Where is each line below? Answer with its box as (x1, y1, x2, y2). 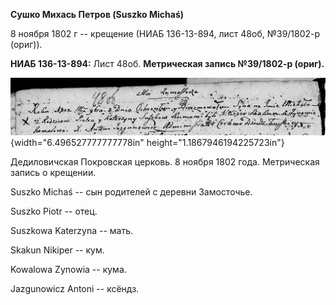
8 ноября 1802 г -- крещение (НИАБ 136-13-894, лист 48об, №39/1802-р (10, 28, 321, 39)
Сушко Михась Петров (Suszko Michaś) (10, 9, 185, 20)
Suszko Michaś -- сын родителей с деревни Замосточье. (10, 186, 253, 198)
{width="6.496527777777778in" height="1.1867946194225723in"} (10, 137, 285, 149)
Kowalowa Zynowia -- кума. (10, 264, 127, 276)
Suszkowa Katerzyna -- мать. (10, 225, 134, 237)
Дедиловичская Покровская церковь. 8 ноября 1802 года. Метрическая (10, 156, 320, 168)
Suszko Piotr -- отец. (10, 205, 98, 218)
